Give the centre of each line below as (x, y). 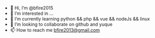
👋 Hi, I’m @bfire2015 (32, 8)
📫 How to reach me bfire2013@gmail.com (55, 30)
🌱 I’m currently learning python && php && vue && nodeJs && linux (80, 19)
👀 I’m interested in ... (32, 13)
